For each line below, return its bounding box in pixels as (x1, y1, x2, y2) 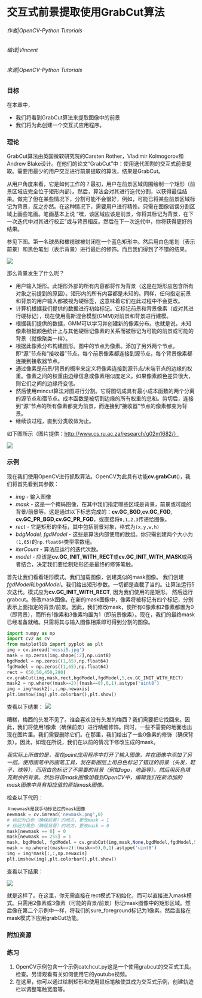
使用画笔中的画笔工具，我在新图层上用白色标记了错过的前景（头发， (22, 759, 190, 766)
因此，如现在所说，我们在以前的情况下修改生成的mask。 (19, 739, 159, 746)
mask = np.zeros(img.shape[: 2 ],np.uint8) (7, 652, 112, 659)
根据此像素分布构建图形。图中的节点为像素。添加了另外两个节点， (15, 343, 178, 350)
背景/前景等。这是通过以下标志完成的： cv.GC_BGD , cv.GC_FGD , (15, 508, 173, 515)
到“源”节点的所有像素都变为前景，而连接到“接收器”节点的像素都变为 (15, 403, 182, 410)
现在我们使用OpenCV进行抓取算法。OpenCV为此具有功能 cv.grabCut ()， (7, 472, 186, 480)
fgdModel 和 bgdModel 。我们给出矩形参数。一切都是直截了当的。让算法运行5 (7, 580, 195, 588)
